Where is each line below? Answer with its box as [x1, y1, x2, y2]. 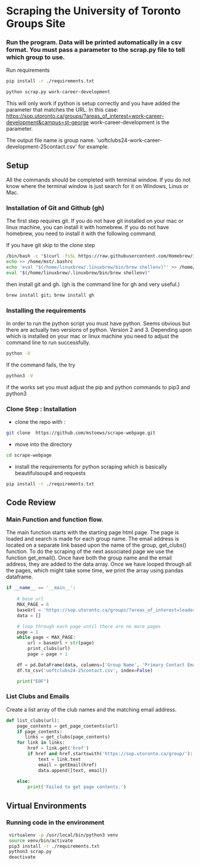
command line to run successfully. [6, 339, 90, 346]
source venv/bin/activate [8, 838, 73, 844]
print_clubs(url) [27, 646, 70, 652]
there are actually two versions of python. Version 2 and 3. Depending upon [6, 327, 192, 334]
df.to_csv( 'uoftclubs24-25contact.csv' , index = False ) [17, 667, 153, 673]
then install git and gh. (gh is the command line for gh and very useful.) [6, 281, 180, 288]
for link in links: [17, 740, 65, 746]
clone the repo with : [14, 418, 65, 426]
